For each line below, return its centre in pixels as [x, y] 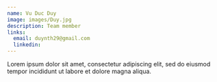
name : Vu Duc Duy [32, 13]
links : [16, 32]
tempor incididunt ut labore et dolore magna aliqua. [79, 71]
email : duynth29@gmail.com [52, 39]
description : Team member [44, 26]
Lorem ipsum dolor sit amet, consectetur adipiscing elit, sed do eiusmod [109, 64]
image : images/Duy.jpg [39, 20]
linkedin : [27, 45]
